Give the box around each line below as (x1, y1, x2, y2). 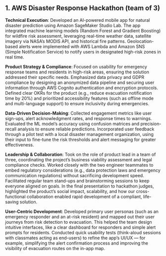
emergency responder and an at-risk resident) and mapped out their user (5, 213, 155, 220)
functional (5, 193, 26, 199)
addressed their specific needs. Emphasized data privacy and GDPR (5, 74, 145, 80)
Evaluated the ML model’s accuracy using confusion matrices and (5, 121, 140, 127)
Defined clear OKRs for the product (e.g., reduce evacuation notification (5, 90, 152, 96)
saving (5, 198, 19, 205)
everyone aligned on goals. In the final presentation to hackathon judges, (5, 183, 154, 189)
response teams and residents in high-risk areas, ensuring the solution (5, 69, 150, 75)
